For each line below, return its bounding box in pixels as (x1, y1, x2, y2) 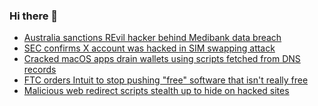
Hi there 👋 (9, 9, 59, 23)
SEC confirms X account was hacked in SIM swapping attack (23, 42, 276, 54)
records (23, 64, 57, 76)
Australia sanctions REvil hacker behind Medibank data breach (23, 32, 282, 44)
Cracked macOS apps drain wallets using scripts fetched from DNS (23, 53, 301, 65)
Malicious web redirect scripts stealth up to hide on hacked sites (23, 85, 290, 97)
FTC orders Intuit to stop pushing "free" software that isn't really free (23, 74, 309, 86)
